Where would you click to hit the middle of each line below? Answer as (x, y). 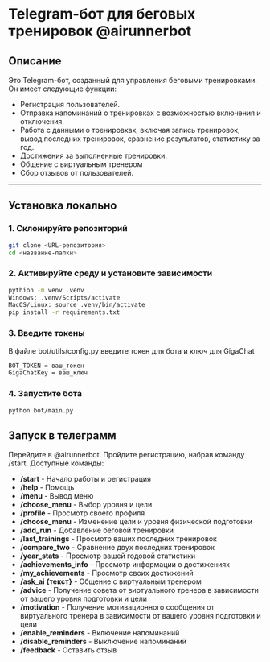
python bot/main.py (41, 410)
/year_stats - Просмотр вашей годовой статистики (108, 556)
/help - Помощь (47, 487)
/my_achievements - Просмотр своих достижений (106, 573)
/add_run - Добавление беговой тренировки (97, 530)
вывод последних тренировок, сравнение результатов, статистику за (140, 139)
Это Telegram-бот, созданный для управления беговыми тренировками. (133, 80)
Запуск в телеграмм (62, 435)
